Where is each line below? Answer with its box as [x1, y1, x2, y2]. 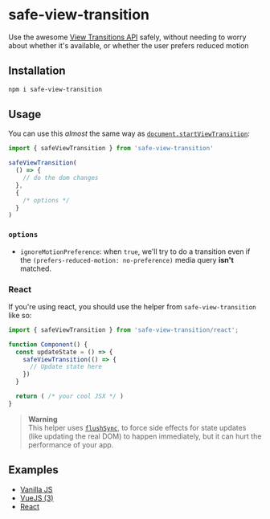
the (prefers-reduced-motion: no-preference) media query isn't [19, 255, 235, 264]
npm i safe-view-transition [8, 85, 103, 93]
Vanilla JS [19, 484, 53, 494]
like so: [8, 310, 32, 320]
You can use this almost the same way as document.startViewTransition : [8, 129, 251, 138]
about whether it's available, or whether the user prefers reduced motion [8, 40, 249, 50]
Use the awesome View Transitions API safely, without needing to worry [8, 32, 247, 42]
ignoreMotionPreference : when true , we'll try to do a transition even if [19, 247, 251, 256]
